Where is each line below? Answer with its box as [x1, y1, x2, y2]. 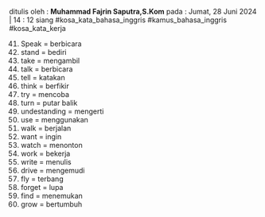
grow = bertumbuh [20, 200, 83, 209]
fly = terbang [20, 174, 64, 184]
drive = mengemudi [20, 166, 86, 175]
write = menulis [20, 157, 72, 166]
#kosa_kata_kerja [9, 24, 66, 33]
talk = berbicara [20, 64, 73, 74]
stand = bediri [20, 48, 67, 56]
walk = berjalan [20, 123, 72, 133]
